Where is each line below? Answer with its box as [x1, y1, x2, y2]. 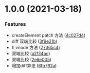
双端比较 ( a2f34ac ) [11, 51, 51, 56]
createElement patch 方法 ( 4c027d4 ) [11, 33, 86, 38]
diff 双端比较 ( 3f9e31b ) [11, 38, 58, 44]
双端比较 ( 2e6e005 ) [11, 57, 52, 63]
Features [4, 21, 26, 28]
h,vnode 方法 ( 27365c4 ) [11, 45, 60, 51]
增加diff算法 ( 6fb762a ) [11, 63, 57, 69]
